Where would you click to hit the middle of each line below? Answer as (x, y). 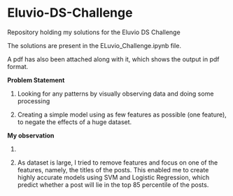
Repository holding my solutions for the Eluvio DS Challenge (94, 32)
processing (34, 101)
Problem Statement (36, 80)
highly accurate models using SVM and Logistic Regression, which (113, 177)
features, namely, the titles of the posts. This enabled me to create (113, 169)
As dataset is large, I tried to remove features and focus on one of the (118, 163)
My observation (31, 135)
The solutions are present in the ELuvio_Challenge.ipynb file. (94, 45)
